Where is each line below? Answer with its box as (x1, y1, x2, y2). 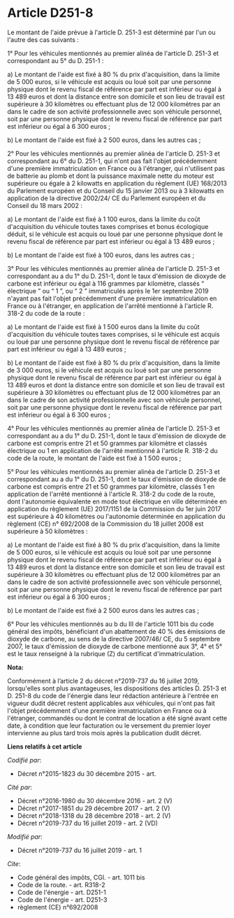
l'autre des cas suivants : (7, 35, 79, 43)
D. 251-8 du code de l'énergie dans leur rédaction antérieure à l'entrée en (7, 691, 219, 700)
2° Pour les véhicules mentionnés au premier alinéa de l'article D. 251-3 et (7, 149, 220, 158)
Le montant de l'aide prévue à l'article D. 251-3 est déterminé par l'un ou (7, 28, 216, 36)
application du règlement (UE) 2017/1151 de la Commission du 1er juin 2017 (7, 504, 221, 513)
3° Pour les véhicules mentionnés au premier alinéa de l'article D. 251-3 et (7, 264, 220, 272)
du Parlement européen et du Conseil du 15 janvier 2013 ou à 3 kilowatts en (7, 186, 224, 195)
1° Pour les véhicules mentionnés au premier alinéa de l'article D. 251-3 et (7, 49, 219, 57)
